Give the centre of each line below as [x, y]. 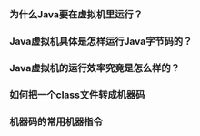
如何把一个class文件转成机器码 [77, 95]
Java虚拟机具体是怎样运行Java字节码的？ [101, 41]
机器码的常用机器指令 [56, 121]
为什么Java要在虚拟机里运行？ [76, 14]
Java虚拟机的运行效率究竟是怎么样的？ [95, 68]
